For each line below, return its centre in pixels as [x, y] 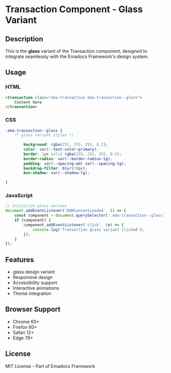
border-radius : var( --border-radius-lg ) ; [68, 159]
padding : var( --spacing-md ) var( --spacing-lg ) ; [75, 164]
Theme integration [32, 294]
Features [20, 259]
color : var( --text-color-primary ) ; [61, 149]
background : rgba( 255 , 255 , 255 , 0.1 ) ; [66, 145]
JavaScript [19, 196]
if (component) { [33, 220]
